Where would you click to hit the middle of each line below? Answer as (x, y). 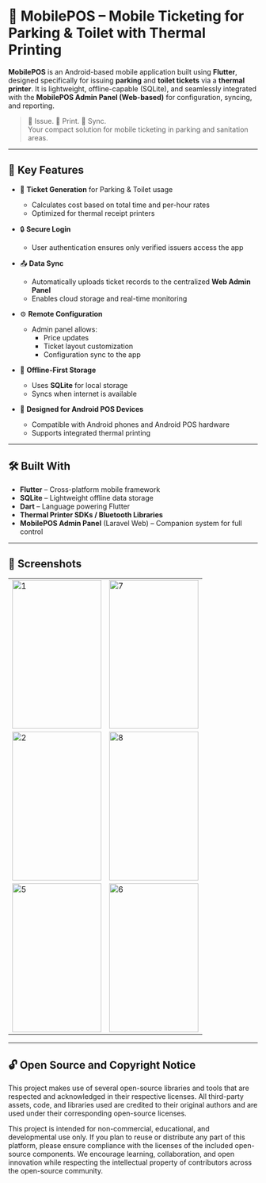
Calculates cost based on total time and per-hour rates (120, 205)
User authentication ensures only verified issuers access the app (137, 247)
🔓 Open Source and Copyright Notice (102, 1065)
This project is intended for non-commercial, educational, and (109, 1129)
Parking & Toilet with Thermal (107, 33)
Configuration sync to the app (92, 354)
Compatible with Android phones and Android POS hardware (130, 424)
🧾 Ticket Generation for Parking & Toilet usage (96, 189)
